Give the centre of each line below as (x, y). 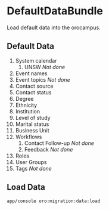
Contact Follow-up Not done (59, 143)
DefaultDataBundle (55, 11)
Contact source (34, 86)
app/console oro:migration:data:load (54, 201)
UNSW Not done (45, 67)
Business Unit (32, 130)
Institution (28, 111)
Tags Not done (34, 168)
